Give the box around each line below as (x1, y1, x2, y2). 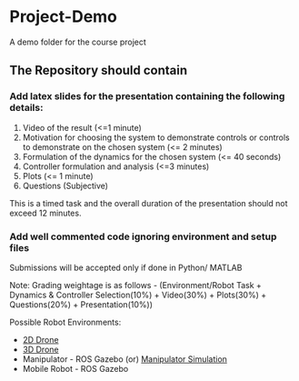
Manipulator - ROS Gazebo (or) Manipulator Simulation (22, 353, 227, 365)
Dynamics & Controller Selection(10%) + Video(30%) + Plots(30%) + (9, 289, 267, 300)
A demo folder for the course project (9, 36, 147, 47)
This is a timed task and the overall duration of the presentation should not (9, 197, 288, 208)
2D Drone (22, 334, 59, 345)
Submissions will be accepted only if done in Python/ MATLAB (9, 262, 243, 273)
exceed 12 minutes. (9, 207, 82, 218)
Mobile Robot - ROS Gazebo (22, 363, 129, 374)
